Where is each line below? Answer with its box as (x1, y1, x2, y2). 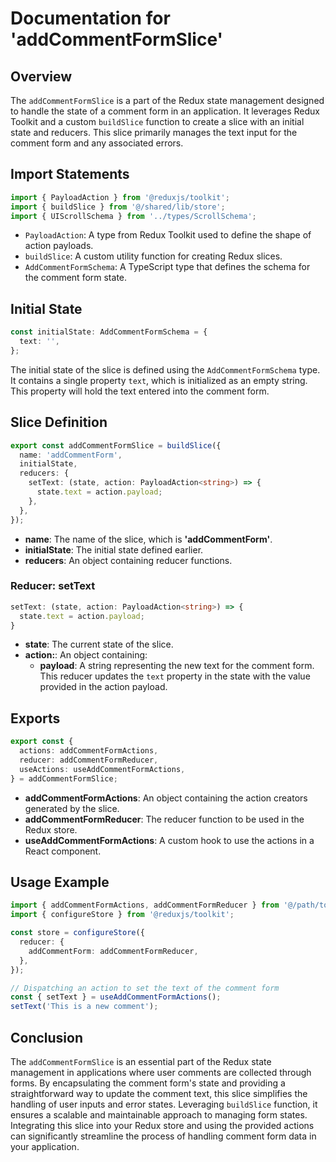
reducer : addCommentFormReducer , (19, 755, 159, 766)
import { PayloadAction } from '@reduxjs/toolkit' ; (10, 192, 230, 202)
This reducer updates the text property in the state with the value (39, 670, 311, 682)
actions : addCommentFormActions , (19, 746, 159, 756)
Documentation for (10, 7, 171, 30)
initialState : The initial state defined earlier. (24, 543, 204, 556)
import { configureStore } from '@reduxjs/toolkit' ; (10, 910, 235, 920)
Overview (10, 68, 73, 85)
